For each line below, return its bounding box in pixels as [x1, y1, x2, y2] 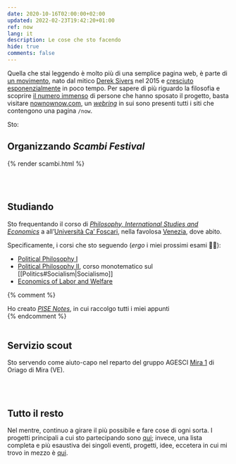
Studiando [7, 201, 54, 213]
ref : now [7, 23, 33, 30]
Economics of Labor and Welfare [17, 276, 113, 286]
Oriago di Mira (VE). [7, 366, 65, 374]
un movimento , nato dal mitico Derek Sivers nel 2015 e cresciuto [7, 76, 194, 85]
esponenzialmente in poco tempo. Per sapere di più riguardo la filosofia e [7, 84, 221, 92]
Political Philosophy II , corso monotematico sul [17, 262, 154, 270]
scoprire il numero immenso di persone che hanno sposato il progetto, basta [7, 91, 229, 99]
